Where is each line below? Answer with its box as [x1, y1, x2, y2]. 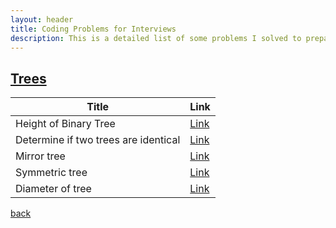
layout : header [10, 14, 74, 25]
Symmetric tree [15, 166, 88, 180]
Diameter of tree [15, 182, 92, 196]
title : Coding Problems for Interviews [10, 24, 177, 34]
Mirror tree [15, 149, 66, 163]
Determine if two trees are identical [15, 133, 181, 147]
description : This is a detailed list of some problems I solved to [10, 33, 302, 43]
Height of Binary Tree [15, 117, 116, 131]
